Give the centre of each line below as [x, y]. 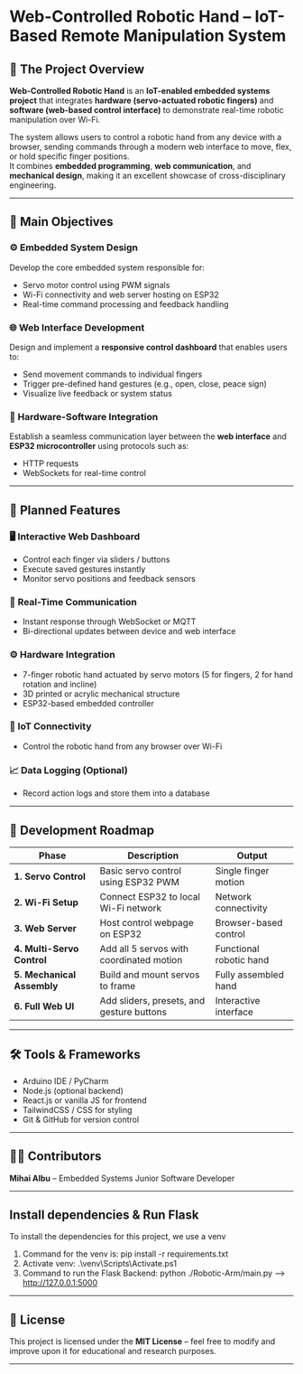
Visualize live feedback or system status [97, 393]
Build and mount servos [150, 975]
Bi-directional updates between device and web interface [129, 631]
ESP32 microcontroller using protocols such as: [99, 446]
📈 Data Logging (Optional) [69, 770]
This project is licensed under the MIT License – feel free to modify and [142, 1341]
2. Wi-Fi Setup [46, 902]
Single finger [242, 871]
